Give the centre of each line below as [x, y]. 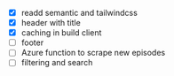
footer [32, 42]
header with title [51, 23]
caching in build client [61, 33]
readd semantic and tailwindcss [79, 13]
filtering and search [57, 63]
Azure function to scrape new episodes [93, 53]
